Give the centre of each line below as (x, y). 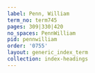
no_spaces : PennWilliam (42, 33)
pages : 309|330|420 (35, 26)
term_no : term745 (32, 20)
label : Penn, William (38, 14)
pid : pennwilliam (32, 40)
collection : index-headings (48, 59)
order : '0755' (28, 46)
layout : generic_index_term (48, 53)
